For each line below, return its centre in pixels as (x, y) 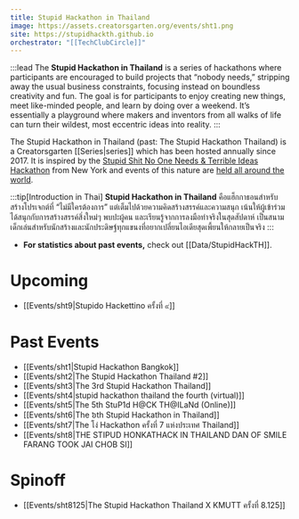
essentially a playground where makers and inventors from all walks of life (146, 115)
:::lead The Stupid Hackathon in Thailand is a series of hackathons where (146, 68)
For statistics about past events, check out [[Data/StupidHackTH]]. (147, 245)
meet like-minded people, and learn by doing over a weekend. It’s (130, 106)
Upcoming (49, 281)
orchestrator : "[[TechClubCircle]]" (78, 42)
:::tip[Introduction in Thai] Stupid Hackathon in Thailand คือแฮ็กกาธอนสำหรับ (144, 197)
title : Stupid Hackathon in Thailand (80, 17)
